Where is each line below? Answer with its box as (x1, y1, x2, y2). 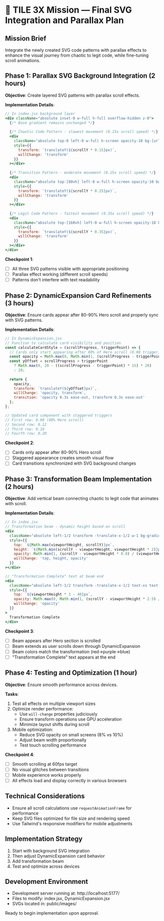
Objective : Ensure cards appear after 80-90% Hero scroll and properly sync (5, 312, 159, 318)
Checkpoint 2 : (5, 440, 34, 446)
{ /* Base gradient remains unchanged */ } (9, 120, 95, 125)
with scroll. (5, 501, 27, 507)
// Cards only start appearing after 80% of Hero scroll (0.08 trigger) (9, 349, 161, 355)
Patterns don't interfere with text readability (12, 277, 100, 283)
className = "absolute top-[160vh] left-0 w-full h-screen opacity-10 (14, 220, 156, 225)
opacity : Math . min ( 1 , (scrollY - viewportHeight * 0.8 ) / (14, 552, 134, 557)
